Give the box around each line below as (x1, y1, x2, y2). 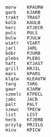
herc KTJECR (5, 25, 43, 30)
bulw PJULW (5, 35, 41, 40)
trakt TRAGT (5, 15, 41, 20)
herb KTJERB (5, 117, 43, 122)
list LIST (5, 112, 38, 117)
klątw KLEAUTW (5, 76, 46, 81)
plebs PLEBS (5, 56, 41, 61)
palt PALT (5, 102, 38, 107)
